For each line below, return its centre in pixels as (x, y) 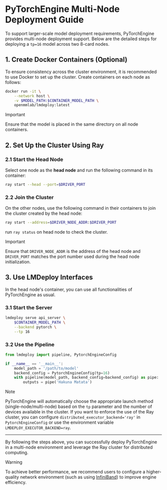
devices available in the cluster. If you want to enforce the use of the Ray (80, 412)
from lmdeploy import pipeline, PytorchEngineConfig (61, 355)
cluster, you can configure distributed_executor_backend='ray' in (73, 417)
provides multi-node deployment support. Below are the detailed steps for (81, 39)
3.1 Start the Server (29, 308)
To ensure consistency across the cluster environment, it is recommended (81, 72)
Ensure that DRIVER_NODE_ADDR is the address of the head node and (73, 251)
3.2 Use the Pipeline (30, 344)
